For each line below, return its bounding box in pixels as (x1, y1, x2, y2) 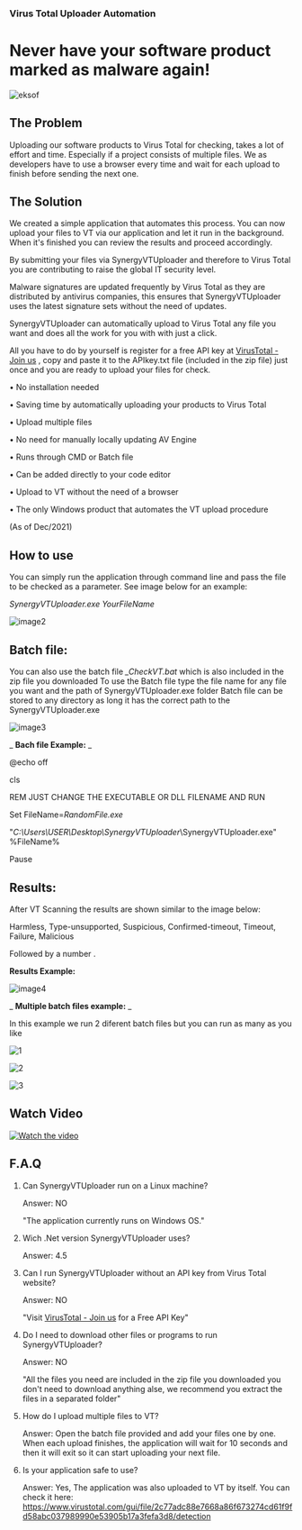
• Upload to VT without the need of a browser (9, 487, 179, 497)
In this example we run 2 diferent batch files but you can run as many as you (9, 1017, 292, 1029)
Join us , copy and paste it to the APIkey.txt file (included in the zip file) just (9, 355, 289, 366)
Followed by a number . (9, 948, 96, 959)
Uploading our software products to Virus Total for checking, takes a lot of (9, 139, 285, 150)
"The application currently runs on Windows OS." (22, 1215, 205, 1225)
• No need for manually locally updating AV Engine (9, 434, 198, 445)
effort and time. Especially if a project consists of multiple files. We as (9, 149, 268, 159)
